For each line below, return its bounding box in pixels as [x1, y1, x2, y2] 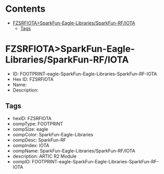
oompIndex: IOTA [12, 142, 50, 148]
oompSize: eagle [12, 126, 49, 132]
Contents [5, 3, 46, 15]
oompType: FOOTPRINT [12, 121, 63, 127]
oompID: [12, 158, 31, 164]
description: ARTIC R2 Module [12, 153, 77, 159]
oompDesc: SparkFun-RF [12, 137, 66, 143]
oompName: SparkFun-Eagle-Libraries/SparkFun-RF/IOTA [12, 148, 135, 154]
